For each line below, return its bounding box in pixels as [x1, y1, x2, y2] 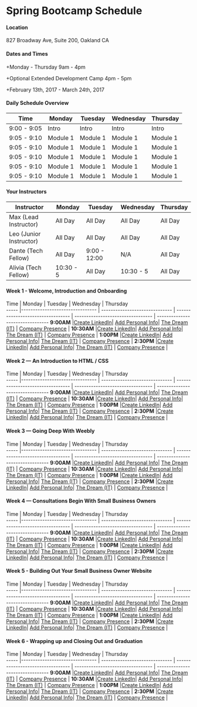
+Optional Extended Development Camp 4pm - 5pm [6, 74, 132, 81]
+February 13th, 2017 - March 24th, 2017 [6, 86, 104, 93]
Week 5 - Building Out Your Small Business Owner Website [6, 567, 152, 575]
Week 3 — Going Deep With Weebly [6, 427, 95, 434]
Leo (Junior [9, 230, 41, 238]
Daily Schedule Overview [6, 100, 69, 107]
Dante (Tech [9, 247, 43, 254]
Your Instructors [6, 188, 47, 195]
